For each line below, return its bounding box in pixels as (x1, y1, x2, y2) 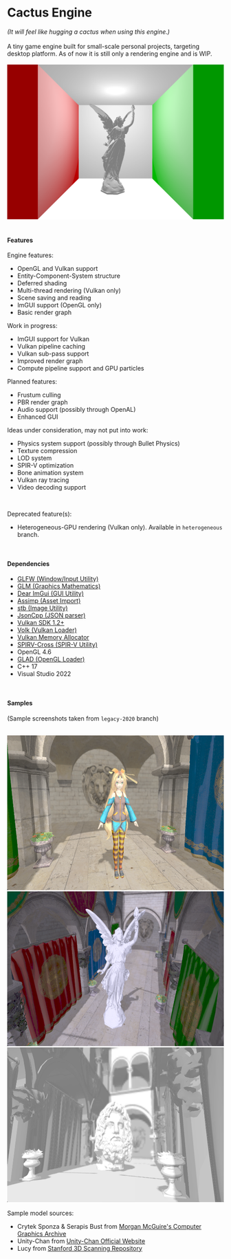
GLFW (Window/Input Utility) (16, 575, 99, 583)
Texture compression (16, 447, 78, 455)
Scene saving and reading (16, 294, 91, 302)
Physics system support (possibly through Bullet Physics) (16, 439, 180, 448)
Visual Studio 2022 (16, 670, 71, 678)
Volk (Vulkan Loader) (16, 626, 77, 634)
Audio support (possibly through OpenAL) (16, 406, 136, 414)
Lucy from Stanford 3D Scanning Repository (16, 1244, 143, 1252)
